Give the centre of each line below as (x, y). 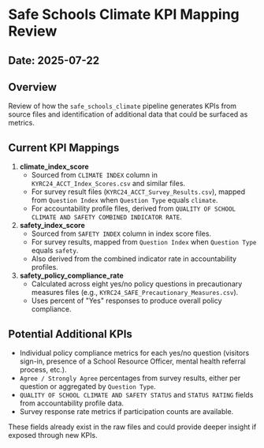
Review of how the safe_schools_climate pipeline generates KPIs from (123, 106)
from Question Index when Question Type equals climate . (125, 200)
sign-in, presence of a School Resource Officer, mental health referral (133, 361)
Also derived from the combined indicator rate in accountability (134, 259)
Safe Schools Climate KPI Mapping (124, 15)
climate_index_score (54, 166)
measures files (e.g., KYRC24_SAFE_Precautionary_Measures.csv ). (135, 293)
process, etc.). (43, 370)
